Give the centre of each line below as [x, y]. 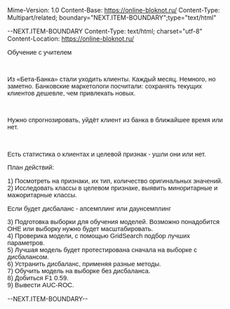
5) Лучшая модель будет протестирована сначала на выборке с [102, 250]
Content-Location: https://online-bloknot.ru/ [71, 39]
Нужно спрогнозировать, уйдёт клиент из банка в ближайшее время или [115, 120]
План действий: [31, 167]
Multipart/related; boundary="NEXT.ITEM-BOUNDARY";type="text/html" [112, 18]
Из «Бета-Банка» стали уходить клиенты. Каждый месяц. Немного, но [111, 79]
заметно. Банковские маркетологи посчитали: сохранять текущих [104, 86]
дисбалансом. [28, 257]
